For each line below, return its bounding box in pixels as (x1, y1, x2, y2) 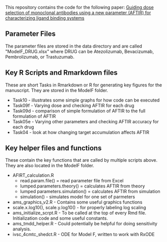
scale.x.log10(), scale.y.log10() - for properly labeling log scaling (12, 205, 146, 211)
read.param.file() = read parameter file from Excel (20, 178, 124, 184)
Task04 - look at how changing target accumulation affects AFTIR (12, 129, 150, 135)
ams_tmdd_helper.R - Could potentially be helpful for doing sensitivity (12, 221, 157, 227)
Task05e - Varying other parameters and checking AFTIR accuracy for (12, 118, 159, 124)
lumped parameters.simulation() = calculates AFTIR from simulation (20, 188, 160, 195)
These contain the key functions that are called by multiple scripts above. (5, 157, 158, 163)
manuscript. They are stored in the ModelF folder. (5, 87, 108, 93)
